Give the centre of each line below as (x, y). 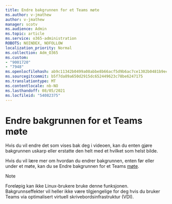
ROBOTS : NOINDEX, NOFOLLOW (34, 43)
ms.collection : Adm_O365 (32, 53)
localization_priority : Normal (39, 48)
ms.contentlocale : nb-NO (32, 86)
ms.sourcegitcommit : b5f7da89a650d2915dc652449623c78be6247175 (74, 76)
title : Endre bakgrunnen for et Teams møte (52, 10)
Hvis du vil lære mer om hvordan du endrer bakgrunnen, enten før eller (80, 161)
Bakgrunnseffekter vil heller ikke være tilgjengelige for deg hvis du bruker (83, 191)
